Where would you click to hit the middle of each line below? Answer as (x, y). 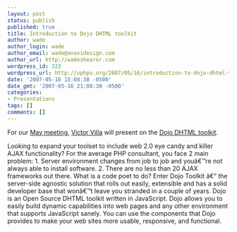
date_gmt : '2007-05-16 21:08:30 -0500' (66, 86)
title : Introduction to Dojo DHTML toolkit (72, 33)
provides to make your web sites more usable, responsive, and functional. (115, 221)
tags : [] (20, 106)
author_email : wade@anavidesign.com (61, 54)
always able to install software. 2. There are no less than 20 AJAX (103, 168)
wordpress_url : (30, 73)
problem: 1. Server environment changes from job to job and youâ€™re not (115, 161)
